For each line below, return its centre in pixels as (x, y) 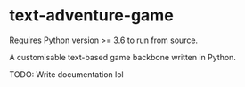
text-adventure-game (91, 16)
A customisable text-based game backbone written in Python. (122, 57)
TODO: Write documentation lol (66, 74)
